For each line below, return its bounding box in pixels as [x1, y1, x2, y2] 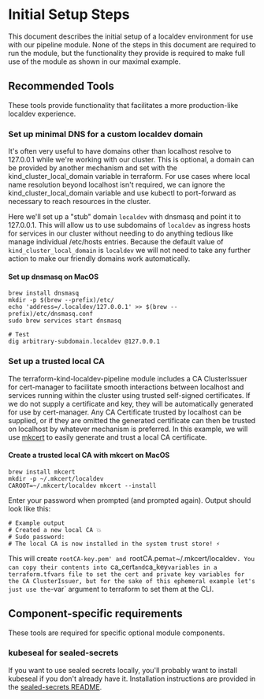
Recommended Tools [8, 80, 114, 93]
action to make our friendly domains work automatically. [8, 254, 191, 263]
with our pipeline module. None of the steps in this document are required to [8, 39, 256, 49]
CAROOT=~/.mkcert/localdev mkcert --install [8, 481, 157, 489]
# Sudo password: [8, 533, 65, 541]
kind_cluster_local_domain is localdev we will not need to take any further [8, 246, 251, 255]
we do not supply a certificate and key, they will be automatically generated [8, 399, 254, 408]
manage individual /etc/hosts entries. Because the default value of [8, 237, 224, 247]
